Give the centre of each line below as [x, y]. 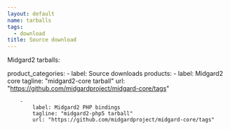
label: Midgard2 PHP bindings [76, 108]
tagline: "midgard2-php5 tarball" [83, 114]
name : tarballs [29, 20]
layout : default [31, 14]
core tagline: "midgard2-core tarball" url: [66, 81]
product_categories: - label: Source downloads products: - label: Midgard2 [115, 74]
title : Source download [42, 40]
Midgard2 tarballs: [34, 60]
